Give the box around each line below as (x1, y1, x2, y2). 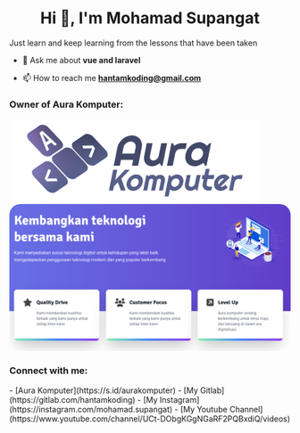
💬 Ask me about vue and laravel (21, 54, 141, 65)
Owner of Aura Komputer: (9, 98, 123, 110)
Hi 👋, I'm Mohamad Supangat (39, 8, 261, 29)
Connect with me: (9, 364, 88, 377)
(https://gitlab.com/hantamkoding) (9, 394, 136, 404)
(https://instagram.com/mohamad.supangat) (9, 404, 173, 414)
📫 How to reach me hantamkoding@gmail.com (21, 72, 202, 83)
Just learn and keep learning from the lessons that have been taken (9, 37, 258, 48)
